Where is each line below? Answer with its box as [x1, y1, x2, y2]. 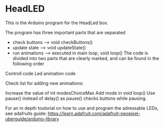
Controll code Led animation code [5, 70, 76, 76]
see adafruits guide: [5, 110, 47, 116]
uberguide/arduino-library [5, 115, 60, 121]
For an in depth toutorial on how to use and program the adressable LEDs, [5, 105, 159, 111]
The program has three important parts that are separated [5, 29, 126, 35]
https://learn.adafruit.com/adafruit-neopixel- [47, 110, 140, 116]
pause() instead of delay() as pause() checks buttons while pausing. [5, 95, 147, 101]
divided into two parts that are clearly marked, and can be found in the [12, 55, 159, 61]
